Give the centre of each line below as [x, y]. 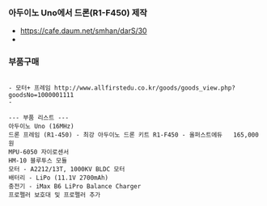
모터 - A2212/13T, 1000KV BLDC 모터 [67, 169]
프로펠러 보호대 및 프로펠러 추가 [55, 195]
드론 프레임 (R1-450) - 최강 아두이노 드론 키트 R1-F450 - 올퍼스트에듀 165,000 [133, 135]
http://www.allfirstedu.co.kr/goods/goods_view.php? [145, 88]
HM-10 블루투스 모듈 [38, 160]
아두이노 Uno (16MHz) [41, 126]
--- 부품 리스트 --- [39, 118]
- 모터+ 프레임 [30, 88]
